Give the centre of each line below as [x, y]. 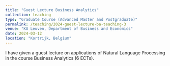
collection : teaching [28, 15]
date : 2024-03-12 [24, 34]
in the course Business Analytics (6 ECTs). [50, 58]
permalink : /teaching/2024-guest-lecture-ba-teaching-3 [66, 24]
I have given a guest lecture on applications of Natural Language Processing [85, 53]
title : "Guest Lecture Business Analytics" [52, 10]
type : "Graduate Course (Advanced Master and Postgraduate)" [72, 19]
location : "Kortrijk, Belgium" [38, 39]
